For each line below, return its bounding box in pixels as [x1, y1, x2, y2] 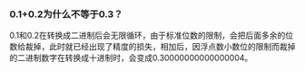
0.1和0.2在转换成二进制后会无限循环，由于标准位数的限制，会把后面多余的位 [9, 30, 294, 41]
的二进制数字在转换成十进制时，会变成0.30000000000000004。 [9, 52, 253, 64]
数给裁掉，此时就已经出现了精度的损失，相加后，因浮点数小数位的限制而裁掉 [9, 41, 296, 52]
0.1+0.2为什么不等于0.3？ [9, 7, 123, 20]
